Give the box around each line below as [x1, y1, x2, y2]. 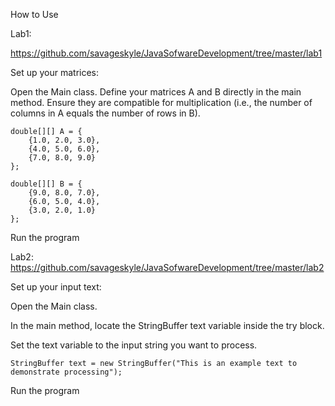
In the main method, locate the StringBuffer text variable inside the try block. [10, 320, 325, 331]
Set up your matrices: [10, 67, 100, 78]
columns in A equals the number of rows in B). [10, 107, 201, 119]
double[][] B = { [10, 179, 83, 189]
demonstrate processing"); [10, 367, 123, 377]
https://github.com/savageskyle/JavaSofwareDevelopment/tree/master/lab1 [10, 47, 323, 59]
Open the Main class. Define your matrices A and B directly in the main [10, 86, 302, 98]
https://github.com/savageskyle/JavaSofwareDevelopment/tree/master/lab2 [10, 262, 325, 273]
